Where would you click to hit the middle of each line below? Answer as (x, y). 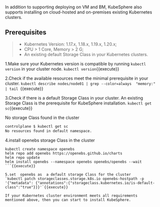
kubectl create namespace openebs (40, 149)
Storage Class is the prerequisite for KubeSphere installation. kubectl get (78, 103)
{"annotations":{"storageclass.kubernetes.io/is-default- (95, 183)
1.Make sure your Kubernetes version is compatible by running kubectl (76, 64)
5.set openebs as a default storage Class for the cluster (68, 174)
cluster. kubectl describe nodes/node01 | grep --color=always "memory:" (80, 83)
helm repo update (23, 157)
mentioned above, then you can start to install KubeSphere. (68, 200)
